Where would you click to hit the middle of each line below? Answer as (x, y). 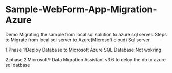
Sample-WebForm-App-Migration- (81, 9)
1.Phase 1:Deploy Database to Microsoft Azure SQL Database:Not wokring (83, 50)
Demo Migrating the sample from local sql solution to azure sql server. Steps (86, 34)
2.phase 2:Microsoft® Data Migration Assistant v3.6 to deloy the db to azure (85, 59)
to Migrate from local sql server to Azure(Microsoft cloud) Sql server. (78, 40)
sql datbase (18, 65)
